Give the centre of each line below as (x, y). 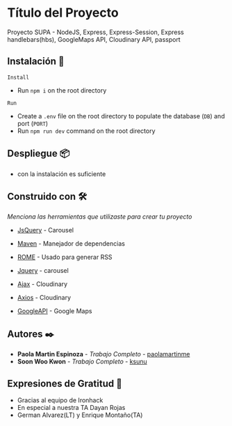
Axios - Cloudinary (44, 298)
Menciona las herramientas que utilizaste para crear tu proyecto (100, 216)
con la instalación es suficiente (61, 174)
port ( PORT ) (33, 123)
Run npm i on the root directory (62, 90)
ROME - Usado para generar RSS (65, 257)
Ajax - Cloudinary (42, 284)
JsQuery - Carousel (45, 230)
